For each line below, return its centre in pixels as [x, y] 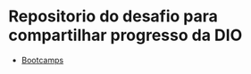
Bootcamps [42, 60]
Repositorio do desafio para [113, 16]
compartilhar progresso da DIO [125, 35]
